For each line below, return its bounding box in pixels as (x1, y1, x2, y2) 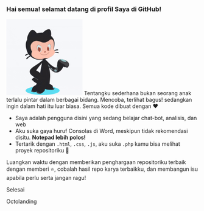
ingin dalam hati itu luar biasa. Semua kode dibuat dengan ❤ (6, 102, 158, 110)
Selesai (6, 186, 25, 193)
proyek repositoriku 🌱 (15, 147, 69, 154)
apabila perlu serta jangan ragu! (6, 174, 86, 182)
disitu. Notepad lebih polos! (15, 134, 86, 141)
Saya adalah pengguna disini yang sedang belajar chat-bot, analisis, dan (15, 115, 197, 122)
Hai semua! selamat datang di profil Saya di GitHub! (6, 5, 162, 13)
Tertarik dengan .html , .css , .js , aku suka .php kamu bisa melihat (15, 140, 181, 148)
